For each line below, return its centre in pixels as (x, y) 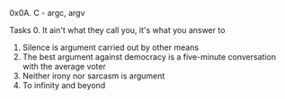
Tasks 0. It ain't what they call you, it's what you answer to (117, 30)
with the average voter (64, 66)
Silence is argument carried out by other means (111, 47)
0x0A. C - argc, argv (47, 13)
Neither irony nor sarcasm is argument (94, 76)
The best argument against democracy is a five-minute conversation (149, 57)
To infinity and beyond (64, 85)
